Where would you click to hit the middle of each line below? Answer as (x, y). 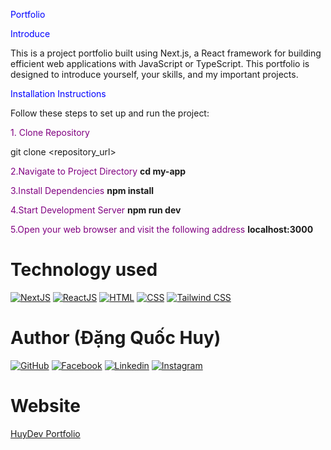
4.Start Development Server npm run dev (96, 210)
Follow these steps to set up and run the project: (110, 113)
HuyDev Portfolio (45, 433)
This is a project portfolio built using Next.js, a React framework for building (166, 53)
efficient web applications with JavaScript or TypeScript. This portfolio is (160, 63)
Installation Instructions (58, 93)
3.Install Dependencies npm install (82, 190)
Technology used (84, 270)
